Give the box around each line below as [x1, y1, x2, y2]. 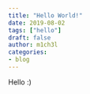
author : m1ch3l [8, 41, 58, 49]
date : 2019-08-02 [8, 19, 66, 27]
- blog [8, 56, 30, 64]
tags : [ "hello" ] [8, 26, 62, 34]
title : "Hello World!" [8, 11, 83, 20]
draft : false [8, 33, 51, 42]
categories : [8, 48, 47, 56]
